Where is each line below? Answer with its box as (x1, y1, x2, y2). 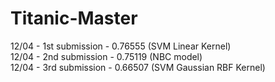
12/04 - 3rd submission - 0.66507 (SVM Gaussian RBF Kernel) (10, 61, 266, 73)
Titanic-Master (10, 7, 138, 30)
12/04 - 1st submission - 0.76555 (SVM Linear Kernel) (10, 40, 232, 52)
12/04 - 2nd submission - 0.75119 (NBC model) (10, 50, 203, 62)
